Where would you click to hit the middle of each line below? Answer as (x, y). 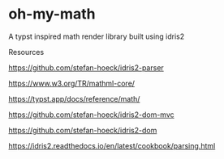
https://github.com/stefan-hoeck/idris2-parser (86, 67)
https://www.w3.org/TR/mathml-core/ (72, 83)
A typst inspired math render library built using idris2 (97, 36)
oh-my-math (52, 14)
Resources (26, 52)
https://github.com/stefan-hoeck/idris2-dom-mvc (91, 115)
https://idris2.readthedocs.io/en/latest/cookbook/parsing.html (112, 145)
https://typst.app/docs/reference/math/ (74, 98)
